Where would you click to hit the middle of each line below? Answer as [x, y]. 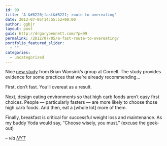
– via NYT [16, 138]
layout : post [19, 29]
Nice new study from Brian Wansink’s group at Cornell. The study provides [83, 72]
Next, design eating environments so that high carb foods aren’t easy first [82, 97]
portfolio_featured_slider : [35, 43]
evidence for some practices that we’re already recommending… [73, 77]
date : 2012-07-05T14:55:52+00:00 [41, 19]
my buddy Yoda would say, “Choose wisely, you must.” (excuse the [75, 123]
